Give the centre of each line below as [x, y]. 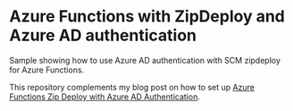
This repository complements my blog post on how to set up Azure [132, 87]
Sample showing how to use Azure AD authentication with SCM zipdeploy [145, 60]
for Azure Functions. [47, 70]
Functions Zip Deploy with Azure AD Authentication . [105, 97]
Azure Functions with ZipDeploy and [147, 17]
